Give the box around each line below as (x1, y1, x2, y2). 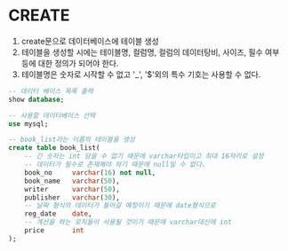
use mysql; (8, 119, 49, 129)
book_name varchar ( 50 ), (24, 176, 121, 185)
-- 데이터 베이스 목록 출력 (8, 86, 94, 96)
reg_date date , (24, 209, 92, 218)
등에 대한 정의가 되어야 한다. (20, 58, 119, 68)
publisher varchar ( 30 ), (24, 192, 121, 202)
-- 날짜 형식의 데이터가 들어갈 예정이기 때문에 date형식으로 (24, 201, 217, 210)
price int (24, 226, 85, 235)
